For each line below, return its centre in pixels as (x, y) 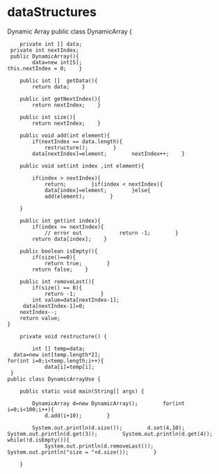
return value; (40, 318)
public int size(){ (48, 117)
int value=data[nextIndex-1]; (76, 300)
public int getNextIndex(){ (60, 99)
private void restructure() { (64, 336)
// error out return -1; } (111, 233)
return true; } (77, 263)
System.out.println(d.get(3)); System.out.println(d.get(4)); (110, 434)
